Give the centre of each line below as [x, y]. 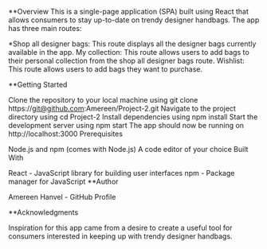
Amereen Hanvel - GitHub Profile [62, 197]
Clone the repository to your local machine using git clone [103, 100]
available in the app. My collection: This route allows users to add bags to [129, 52]
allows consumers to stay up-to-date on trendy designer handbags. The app [134, 20]
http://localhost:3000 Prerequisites [66, 134]
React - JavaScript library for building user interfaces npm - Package [122, 173]
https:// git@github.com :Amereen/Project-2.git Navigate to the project [122, 108]
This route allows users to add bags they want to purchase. [106, 69]
